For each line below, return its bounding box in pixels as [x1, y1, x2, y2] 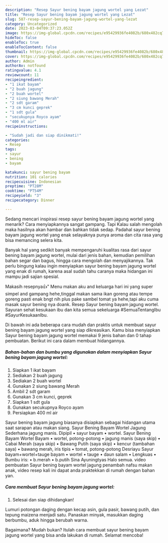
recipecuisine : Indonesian [5, 179, 61, 184]
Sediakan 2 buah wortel [12, 378, 61, 384]
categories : [5, 137, 30, 143]
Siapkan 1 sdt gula [12, 399, 50, 405]
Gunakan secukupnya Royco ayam [12, 404, 84, 410]
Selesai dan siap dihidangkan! [12, 496, 74, 502]
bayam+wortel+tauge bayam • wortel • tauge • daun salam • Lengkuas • [5, 451, 156, 457]
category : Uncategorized [5, 21, 57, 27]
